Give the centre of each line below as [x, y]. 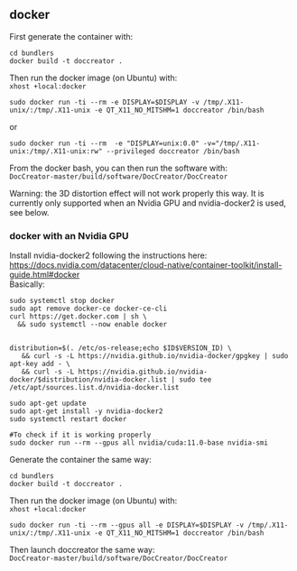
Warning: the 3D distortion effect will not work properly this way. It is [137, 193]
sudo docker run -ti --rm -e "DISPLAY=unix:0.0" [105, 143]
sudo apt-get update [48, 404]
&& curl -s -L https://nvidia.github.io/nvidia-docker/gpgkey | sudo [155, 356]
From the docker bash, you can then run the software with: [119, 168]
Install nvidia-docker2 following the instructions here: [108, 255]
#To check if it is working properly [80, 435]
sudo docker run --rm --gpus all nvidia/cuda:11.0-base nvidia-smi [139, 443]
